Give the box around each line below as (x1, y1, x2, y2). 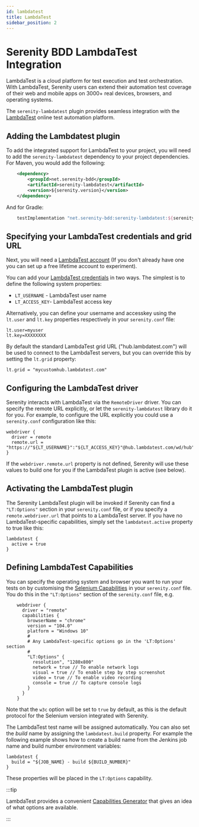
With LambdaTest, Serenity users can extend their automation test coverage (6, 83, 192, 91)
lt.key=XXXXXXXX (6, 333, 46, 339)
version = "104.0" (27, 623, 73, 629)
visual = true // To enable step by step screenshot (32, 670, 166, 675)
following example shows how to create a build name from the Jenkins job (6, 736, 187, 743)
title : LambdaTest (6, 14, 52, 20)
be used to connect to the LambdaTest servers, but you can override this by (6, 349, 191, 356)
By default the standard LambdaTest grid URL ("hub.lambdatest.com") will (6, 343, 187, 350)
